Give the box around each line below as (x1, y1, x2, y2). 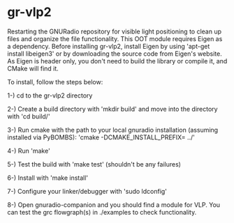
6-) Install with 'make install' (7, 174, 89, 182)
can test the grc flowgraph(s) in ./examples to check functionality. (7, 208, 197, 216)
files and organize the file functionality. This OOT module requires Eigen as (7, 34, 223, 43)
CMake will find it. (7, 64, 59, 72)
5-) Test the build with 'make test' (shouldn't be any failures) (7, 160, 182, 168)
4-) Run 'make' (7, 146, 50, 155)
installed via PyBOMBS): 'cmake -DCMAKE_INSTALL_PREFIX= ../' (7, 133, 196, 141)
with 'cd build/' (7, 112, 50, 121)
